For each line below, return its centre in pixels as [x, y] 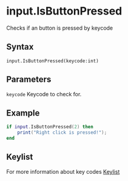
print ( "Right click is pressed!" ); [62, 133]
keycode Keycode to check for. [44, 94]
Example [23, 113]
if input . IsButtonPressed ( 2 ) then [50, 127]
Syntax [20, 47]
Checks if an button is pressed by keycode [60, 28]
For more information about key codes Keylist [63, 171]
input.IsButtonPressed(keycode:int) [52, 61]
